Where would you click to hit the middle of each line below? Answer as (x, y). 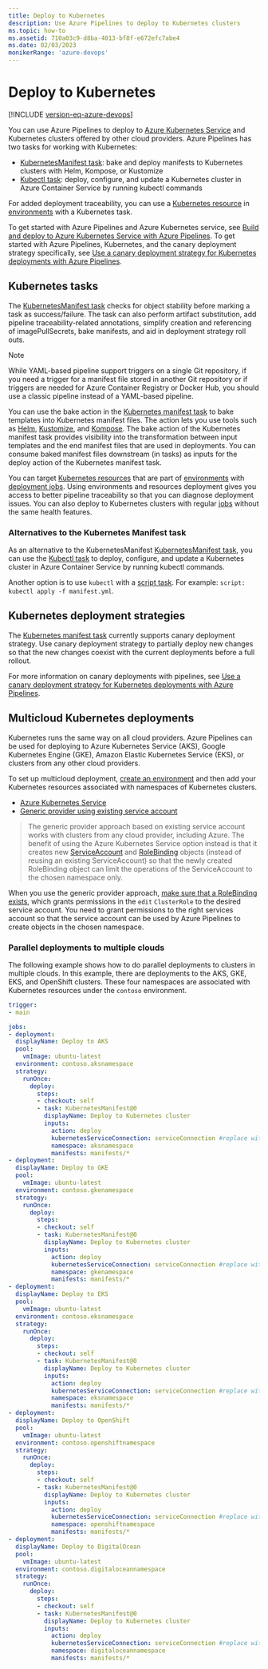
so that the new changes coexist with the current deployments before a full (132, 652)
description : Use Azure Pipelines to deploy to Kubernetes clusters (124, 23)
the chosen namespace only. (75, 877)
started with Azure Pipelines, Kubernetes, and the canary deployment (122, 244)
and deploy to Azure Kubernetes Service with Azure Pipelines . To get (122, 236)
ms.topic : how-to (37, 30)
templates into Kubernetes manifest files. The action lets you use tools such (133, 419)
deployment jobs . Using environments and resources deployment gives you (132, 486)
